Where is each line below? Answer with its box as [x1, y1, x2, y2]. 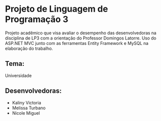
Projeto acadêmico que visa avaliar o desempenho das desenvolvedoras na [5, 30, 157, 36]
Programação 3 [5, 14, 69, 25]
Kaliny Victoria [12, 100, 41, 105]
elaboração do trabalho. [5, 45, 54, 51]
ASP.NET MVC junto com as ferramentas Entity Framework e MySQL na [5, 40, 149, 46]
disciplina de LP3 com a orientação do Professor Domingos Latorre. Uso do [5, 35, 157, 41]
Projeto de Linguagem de [5, 3, 108, 15]
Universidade [5, 72, 32, 79]
